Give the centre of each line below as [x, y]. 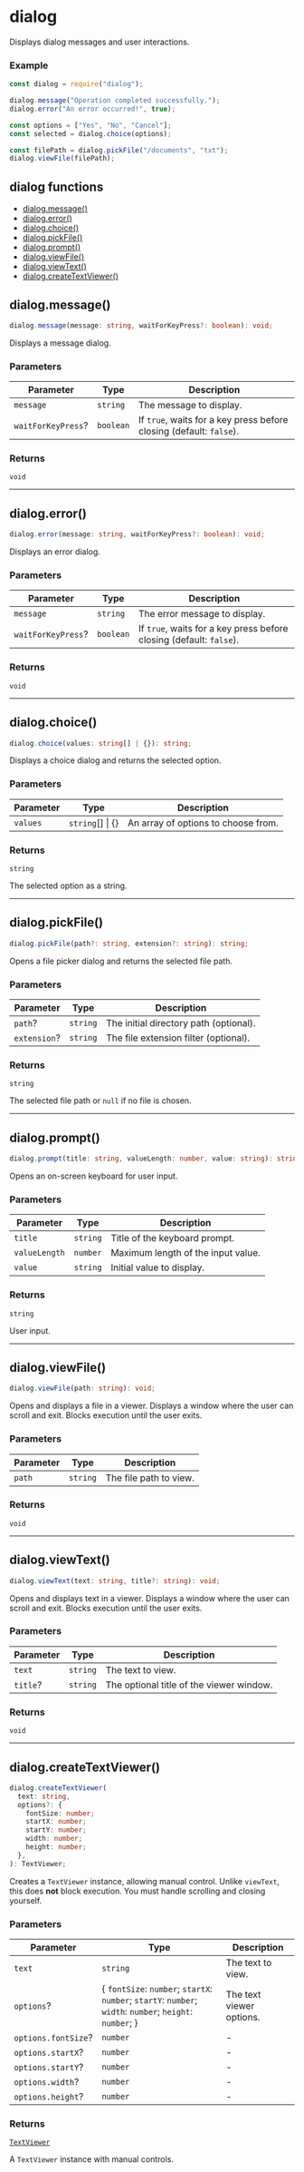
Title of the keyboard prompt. [173, 1238]
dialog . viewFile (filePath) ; [62, 159]
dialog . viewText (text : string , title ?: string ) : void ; [115, 1580]
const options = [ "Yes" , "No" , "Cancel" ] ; [90, 125]
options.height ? [49, 2096]
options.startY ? [49, 2067]
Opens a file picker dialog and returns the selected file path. [121, 961]
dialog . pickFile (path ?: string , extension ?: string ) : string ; [129, 944]
